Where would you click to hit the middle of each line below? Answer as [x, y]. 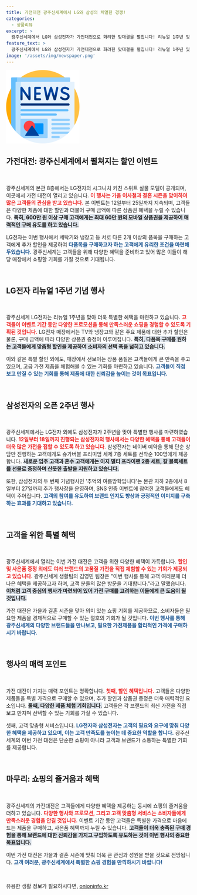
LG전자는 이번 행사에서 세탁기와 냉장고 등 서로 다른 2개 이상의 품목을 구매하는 [94, 237]
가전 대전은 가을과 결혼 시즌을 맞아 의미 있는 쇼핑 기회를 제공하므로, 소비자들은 [95, 611]
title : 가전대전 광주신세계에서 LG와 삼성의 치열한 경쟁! [66, 12]
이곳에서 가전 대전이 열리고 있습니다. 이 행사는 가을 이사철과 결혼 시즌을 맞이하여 [97, 195]
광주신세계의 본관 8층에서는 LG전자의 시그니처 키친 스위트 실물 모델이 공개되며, [96, 188]
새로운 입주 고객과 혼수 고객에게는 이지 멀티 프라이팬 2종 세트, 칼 [96, 461]
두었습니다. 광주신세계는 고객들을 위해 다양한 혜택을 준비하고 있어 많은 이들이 [94, 252]
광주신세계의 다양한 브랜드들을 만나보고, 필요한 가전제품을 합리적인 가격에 [89, 625]
